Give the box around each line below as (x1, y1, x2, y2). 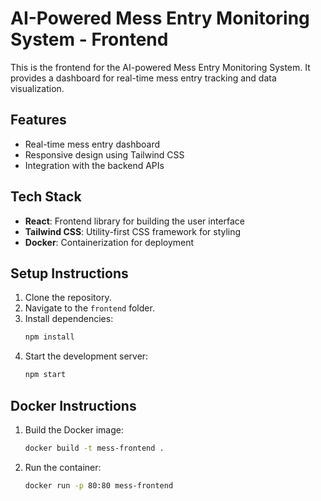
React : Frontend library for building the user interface (24, 215, 245, 227)
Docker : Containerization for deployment (24, 236, 195, 248)
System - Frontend (10, 28, 169, 51)
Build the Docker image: (24, 423, 125, 436)
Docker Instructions (10, 397, 137, 414)
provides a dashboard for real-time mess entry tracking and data (10, 72, 277, 84)
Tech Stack (10, 188, 82, 206)
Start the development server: (24, 350, 149, 362)
